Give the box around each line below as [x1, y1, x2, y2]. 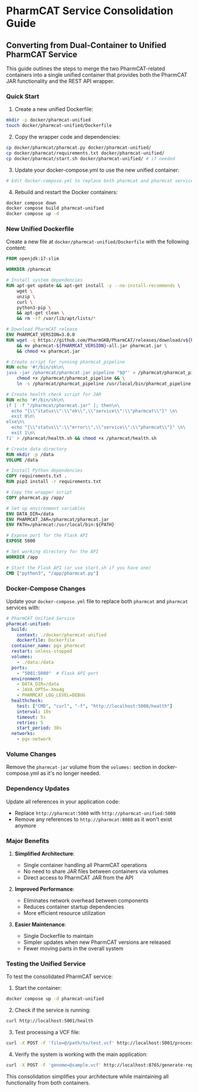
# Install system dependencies [6, 277, 83, 283]
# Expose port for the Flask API [6, 532, 88, 538]
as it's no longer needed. [40, 770, 101, 777]
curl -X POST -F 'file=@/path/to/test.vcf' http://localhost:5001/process [6, 1040, 194, 1046]
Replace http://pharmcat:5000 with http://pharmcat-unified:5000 [14, 809, 176, 816]
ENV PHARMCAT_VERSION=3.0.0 [6, 332, 75, 338]
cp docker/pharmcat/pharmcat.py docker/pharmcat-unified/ [6, 145, 151, 151]
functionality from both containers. [6, 1079, 90, 1086]
